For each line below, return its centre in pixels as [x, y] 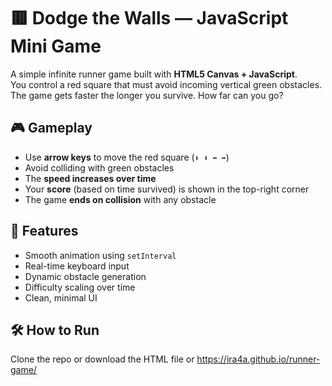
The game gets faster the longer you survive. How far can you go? [147, 95]
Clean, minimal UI [61, 297]
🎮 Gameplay [51, 128]
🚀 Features [44, 231]
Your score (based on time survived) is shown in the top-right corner [167, 189]
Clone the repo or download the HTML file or [102, 359]
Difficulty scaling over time [80, 287]
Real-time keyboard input [77, 266]
